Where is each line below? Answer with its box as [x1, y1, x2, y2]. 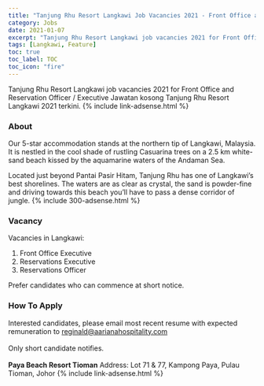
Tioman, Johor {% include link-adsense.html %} [8, 368, 163, 378]
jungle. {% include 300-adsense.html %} [8, 196, 141, 206]
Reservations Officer [19, 265, 86, 275]
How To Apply [8, 300, 63, 311]
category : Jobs [8, 19, 58, 27]
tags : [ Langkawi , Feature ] [8, 41, 97, 49]
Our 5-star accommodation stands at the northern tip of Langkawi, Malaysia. [8, 139, 256, 148]
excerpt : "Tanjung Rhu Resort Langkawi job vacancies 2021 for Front [8, 33, 241, 42]
